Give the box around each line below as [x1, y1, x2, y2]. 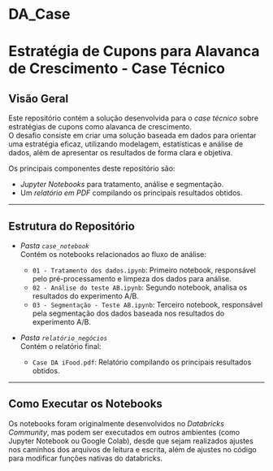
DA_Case [8, 5, 71, 24]
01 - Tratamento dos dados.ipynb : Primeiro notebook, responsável [32, 265, 256, 275]
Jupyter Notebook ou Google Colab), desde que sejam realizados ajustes [8, 436, 253, 446]
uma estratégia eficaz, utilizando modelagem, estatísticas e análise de [8, 139, 244, 149]
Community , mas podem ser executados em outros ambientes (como [8, 427, 240, 437]
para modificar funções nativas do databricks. [8, 453, 163, 463]
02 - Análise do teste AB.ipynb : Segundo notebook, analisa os [32, 282, 248, 292]
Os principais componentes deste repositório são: [8, 164, 175, 173]
